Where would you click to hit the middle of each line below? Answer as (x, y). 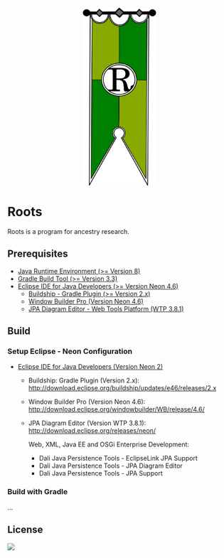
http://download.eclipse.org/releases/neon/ (92, 431)
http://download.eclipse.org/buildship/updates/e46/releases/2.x (122, 388)
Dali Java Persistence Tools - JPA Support (101, 473)
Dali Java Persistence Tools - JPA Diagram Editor (111, 466)
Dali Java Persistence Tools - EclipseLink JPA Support (118, 458)
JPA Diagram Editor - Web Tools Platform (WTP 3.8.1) (106, 308)
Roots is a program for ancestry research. (68, 231)
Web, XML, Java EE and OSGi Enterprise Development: (109, 444)
